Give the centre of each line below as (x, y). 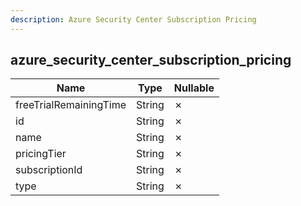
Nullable (194, 88)
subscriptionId (49, 170)
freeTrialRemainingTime (71, 105)
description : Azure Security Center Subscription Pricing (133, 19)
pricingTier (41, 154)
